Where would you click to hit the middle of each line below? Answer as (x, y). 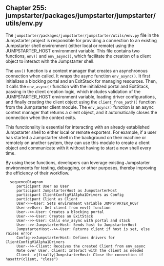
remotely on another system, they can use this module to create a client (78, 143)
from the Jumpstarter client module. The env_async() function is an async (80, 107)
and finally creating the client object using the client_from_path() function (81, 102)
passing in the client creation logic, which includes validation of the (73, 91)
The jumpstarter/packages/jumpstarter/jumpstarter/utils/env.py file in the (82, 35)
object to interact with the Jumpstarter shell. (50, 61)
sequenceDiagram (26, 182)
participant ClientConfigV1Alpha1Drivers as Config (70, 195)
